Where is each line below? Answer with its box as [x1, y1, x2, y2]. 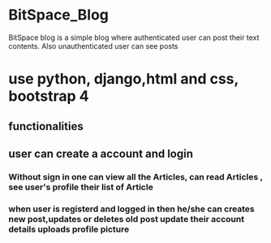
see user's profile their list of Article [8, 181, 154, 193]
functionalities [8, 119, 84, 133]
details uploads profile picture [8, 223, 130, 235]
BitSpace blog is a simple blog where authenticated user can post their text [8, 33, 260, 42]
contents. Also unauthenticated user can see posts [8, 41, 179, 50]
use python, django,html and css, [8, 70, 239, 89]
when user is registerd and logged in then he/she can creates [8, 203, 256, 215]
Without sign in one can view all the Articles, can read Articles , [8, 171, 264, 182]
